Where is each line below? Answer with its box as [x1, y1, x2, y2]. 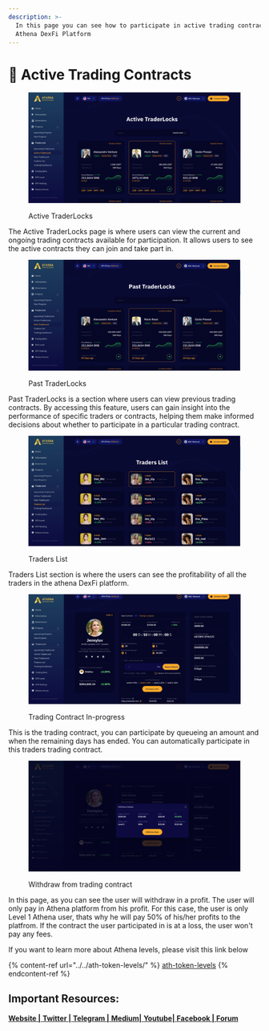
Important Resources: [8, 992, 120, 1006]
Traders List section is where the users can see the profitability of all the [8, 570, 247, 579]
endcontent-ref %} [8, 968, 70, 978]
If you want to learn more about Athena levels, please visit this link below [8, 944, 249, 954]
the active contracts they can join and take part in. [8, 244, 174, 254]
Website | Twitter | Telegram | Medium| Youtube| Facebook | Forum [8, 1013, 239, 1023]
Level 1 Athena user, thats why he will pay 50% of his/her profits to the [8, 911, 241, 922]
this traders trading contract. [8, 745, 103, 754]
